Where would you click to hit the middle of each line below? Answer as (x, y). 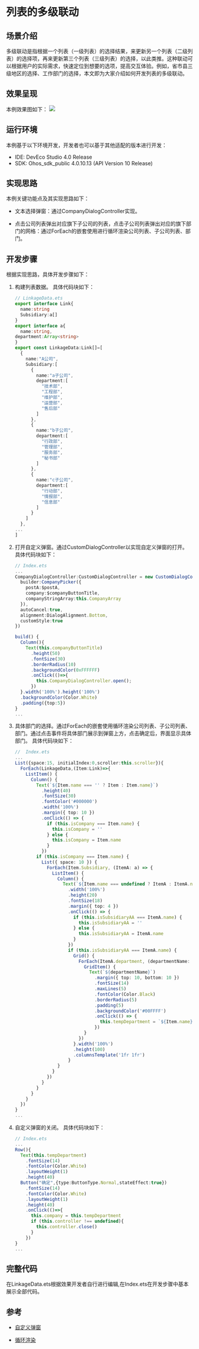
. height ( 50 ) (45, 653)
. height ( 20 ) (83, 895)
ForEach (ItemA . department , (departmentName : (134, 961)
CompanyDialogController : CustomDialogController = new (84, 577)
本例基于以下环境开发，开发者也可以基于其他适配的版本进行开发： (86, 145)
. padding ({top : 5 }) (43, 703)
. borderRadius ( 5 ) (116, 1000)
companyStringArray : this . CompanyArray (73, 599)
